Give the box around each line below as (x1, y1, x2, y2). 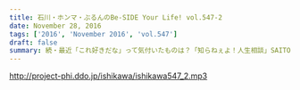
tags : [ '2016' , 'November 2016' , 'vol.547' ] (9, 29, 178, 38)
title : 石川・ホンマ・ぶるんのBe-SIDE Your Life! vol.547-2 (9, 12, 223, 22)
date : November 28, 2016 (9, 21, 102, 30)
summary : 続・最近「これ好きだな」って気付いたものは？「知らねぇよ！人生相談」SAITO (9, 46, 291, 55)
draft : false (9, 37, 58, 47)
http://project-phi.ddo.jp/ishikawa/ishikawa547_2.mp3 (9, 70, 208, 81)
